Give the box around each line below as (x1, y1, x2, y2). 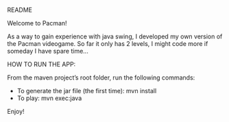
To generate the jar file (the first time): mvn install (16, 87, 157, 95)
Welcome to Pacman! (7, 19, 67, 27)
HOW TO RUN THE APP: (7, 60, 76, 68)
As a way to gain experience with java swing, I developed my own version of (7, 32, 223, 40)
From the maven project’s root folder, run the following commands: (7, 73, 195, 82)
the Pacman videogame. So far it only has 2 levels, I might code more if (7, 40, 208, 47)
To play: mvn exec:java (16, 94, 82, 102)
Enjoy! (7, 108, 25, 115)
